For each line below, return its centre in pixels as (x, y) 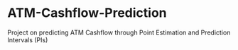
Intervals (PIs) (28, 39)
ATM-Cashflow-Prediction (87, 13)
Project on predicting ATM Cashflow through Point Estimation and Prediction (119, 32)
